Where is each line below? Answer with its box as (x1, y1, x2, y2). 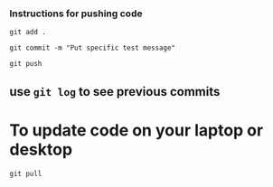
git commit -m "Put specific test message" (9, 43, 176, 52)
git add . (9, 28, 47, 37)
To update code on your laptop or (9, 120, 264, 140)
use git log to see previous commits (9, 84, 221, 99)
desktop (9, 139, 73, 160)
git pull (9, 169, 42, 178)
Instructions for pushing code (9, 7, 143, 20)
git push (9, 60, 42, 69)
